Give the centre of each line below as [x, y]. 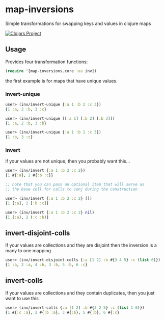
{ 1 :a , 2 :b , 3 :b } [26, 123]
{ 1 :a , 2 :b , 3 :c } [26, 109]
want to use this [22, 298]
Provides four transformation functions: [47, 62]
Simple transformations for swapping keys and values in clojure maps [78, 23]
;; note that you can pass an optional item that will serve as [75, 184]
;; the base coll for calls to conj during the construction [72, 190]
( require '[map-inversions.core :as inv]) [51, 71]
